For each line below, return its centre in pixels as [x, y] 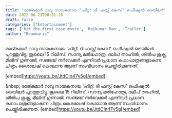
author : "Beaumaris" [27, 34]
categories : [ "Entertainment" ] [39, 24]
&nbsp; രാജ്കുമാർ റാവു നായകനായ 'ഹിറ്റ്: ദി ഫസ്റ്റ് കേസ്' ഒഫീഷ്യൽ [78, 86]
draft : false [19, 19]
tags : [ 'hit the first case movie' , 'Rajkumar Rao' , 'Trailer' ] [75, 29]
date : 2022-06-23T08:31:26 [34, 15]
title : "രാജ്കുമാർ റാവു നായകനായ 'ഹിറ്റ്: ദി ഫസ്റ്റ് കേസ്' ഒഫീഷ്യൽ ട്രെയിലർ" [85, 10]
